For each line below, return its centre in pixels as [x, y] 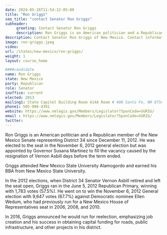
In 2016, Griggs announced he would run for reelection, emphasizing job [79, 217]
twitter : [14, 120]
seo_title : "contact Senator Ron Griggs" [49, 19]
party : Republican [24, 84]
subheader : [16, 24]
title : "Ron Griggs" [27, 14]
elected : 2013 [20, 98]
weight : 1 [15, 56]
